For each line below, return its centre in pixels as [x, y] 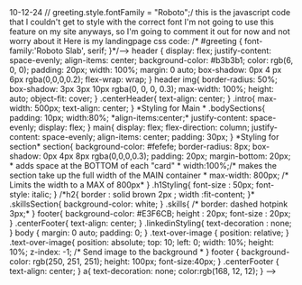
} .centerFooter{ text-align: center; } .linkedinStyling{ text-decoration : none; [151, 223]
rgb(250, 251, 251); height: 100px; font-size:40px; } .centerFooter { [156, 262]
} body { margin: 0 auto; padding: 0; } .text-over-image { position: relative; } [150, 233]
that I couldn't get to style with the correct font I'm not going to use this [142, 22]
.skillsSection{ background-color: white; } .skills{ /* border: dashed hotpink [149, 204]
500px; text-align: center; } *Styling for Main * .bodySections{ [150, 108]
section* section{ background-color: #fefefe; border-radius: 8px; [130, 147]
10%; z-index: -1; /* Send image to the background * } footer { [124, 252]
